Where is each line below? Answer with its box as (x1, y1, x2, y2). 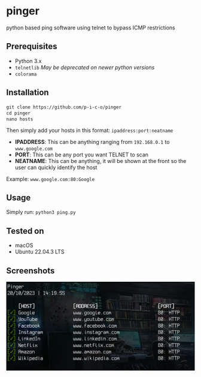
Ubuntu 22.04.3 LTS (14, 248, 65, 255)
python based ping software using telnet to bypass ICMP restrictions (6, 24, 175, 31)
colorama (14, 71, 37, 77)
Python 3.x (14, 57, 42, 64)
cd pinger (6, 110, 31, 116)
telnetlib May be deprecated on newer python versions (14, 64, 155, 71)
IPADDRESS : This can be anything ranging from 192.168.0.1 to (14, 138, 170, 145)
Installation (6, 88, 49, 98)
